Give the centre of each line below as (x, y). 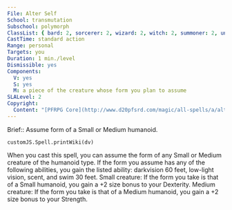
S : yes (23, 84)
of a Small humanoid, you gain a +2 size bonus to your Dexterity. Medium (111, 184)
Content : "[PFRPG (38, 110)
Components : (24, 71)
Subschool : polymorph (38, 26)
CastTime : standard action (46, 39)
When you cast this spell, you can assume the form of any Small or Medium (115, 155)
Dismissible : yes (32, 65)
